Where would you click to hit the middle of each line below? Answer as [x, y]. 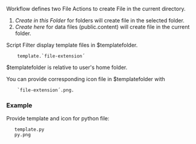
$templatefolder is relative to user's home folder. [67, 67]
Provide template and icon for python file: [58, 119]
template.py [29, 129]
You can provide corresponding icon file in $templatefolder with [86, 79]
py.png [23, 135]
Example [19, 105]
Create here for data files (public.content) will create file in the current [102, 27]
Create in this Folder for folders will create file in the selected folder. [100, 20]
